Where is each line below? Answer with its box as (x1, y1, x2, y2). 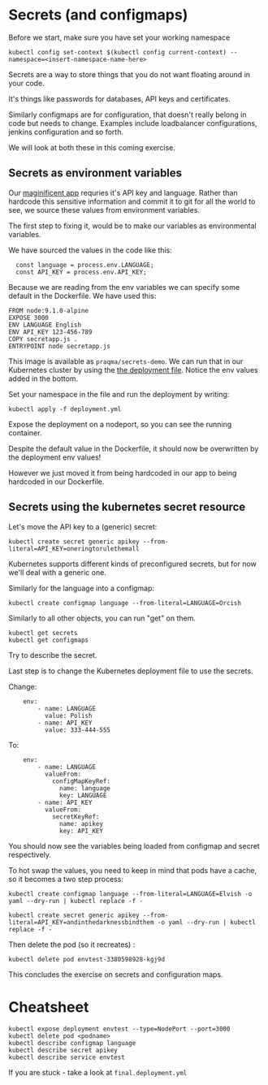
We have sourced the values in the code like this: (8, 245, 172, 255)
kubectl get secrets (8, 629, 79, 637)
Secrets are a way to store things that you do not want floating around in (8, 69, 250, 79)
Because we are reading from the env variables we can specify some (8, 282, 240, 292)
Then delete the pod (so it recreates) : (8, 940, 136, 949)
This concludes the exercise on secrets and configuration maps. (8, 969, 223, 979)
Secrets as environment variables (8, 166, 183, 180)
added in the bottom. (8, 374, 79, 383)
